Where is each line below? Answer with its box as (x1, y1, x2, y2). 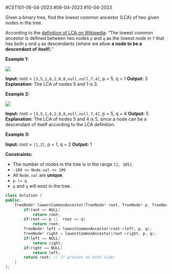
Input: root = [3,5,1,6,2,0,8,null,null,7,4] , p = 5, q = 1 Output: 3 (5, 75, 148, 82)
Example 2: (5, 91, 30, 97)
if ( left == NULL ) (24, 236, 60, 241)
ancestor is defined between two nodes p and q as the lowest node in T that (5, 35, 165, 41)
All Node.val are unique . (12, 172, 64, 178)
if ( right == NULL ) (24, 245, 63, 250)
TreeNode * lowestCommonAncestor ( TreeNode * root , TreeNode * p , (14, 202, 150, 207)
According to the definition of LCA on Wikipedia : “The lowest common (5, 30, 154, 35)
